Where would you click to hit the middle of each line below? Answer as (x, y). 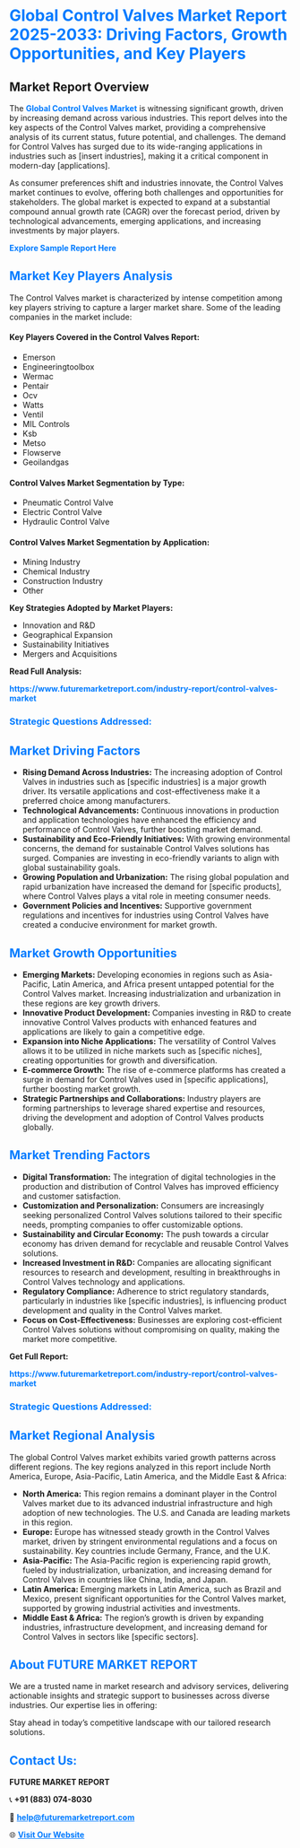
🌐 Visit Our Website (47, 1835)
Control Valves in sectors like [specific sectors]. (110, 1636)
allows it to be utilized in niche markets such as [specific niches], (142, 1050)
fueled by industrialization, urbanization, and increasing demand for (147, 1570)
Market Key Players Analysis (91, 276)
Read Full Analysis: (46, 671)
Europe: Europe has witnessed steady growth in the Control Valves (146, 1531)
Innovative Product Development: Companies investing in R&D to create (157, 1012)
